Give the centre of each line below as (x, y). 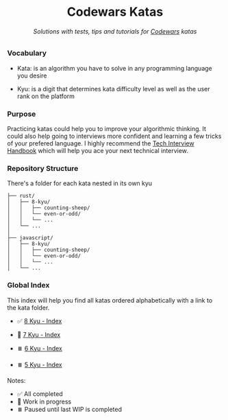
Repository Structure (43, 168)
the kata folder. (28, 307)
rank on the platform (46, 96)
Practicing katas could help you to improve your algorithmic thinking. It (107, 129)
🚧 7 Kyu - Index (39, 334)
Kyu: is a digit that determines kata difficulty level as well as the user (113, 89)
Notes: (16, 380)
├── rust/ (21, 196)
